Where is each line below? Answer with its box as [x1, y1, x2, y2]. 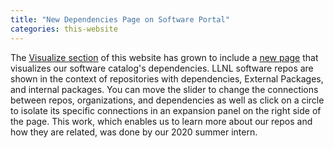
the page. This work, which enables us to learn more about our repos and [10, 115, 313, 127]
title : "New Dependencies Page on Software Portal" [10, 14, 230, 25]
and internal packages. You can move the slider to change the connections [10, 83, 319, 95]
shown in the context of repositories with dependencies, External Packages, [10, 72, 324, 85]
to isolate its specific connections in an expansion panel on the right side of [10, 104, 322, 116]
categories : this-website [10, 24, 118, 34]
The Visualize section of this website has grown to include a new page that [10, 51, 319, 63]
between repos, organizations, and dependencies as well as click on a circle [10, 94, 325, 106]
